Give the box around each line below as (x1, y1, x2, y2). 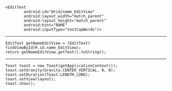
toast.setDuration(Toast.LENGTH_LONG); (5, 72, 91, 77)
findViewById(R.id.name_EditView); (5, 45, 81, 50)
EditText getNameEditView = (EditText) (5, 41, 91, 46)
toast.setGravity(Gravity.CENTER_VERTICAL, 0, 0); (5, 68, 116, 73)
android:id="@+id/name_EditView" (24, 9, 95, 14)
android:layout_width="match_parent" (24, 14, 104, 19)
